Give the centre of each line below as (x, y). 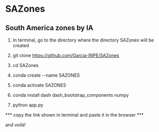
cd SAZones (25, 65)
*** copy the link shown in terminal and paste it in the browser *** (75, 115)
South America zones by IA (49, 28)
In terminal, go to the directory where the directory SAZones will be (83, 40)
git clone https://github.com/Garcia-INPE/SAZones (66, 55)
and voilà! (16, 125)
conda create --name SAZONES (46, 75)
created (21, 46)
